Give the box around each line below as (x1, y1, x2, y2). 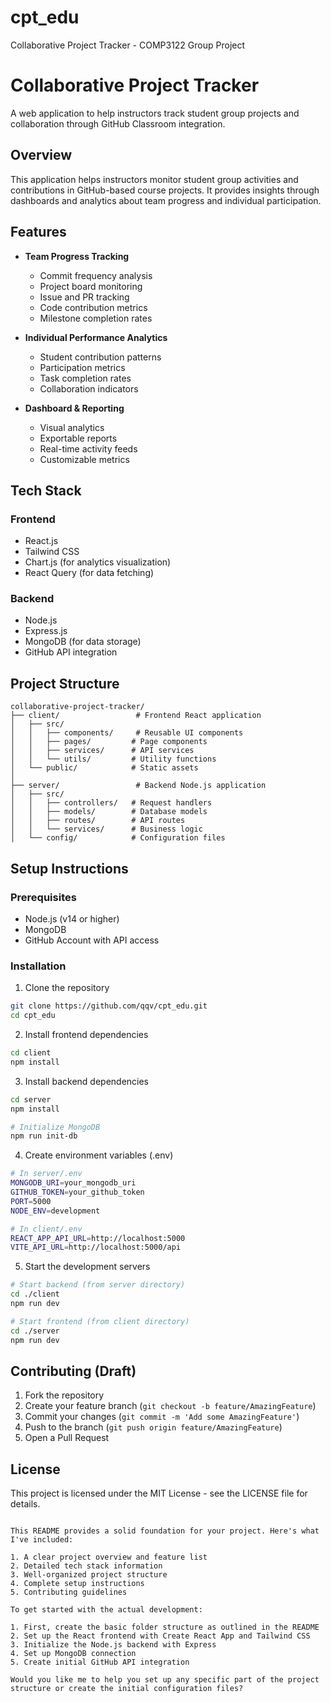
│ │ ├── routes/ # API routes (10, 816, 186, 826)
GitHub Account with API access (24, 934, 160, 946)
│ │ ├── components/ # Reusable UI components (10, 728, 244, 738)
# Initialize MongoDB (10, 1122, 101, 1132)
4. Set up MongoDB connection (10, 1649, 137, 1659)
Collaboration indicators (39, 382, 139, 395)
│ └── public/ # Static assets (10, 763, 199, 773)
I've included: (10, 1535, 74, 1545)
